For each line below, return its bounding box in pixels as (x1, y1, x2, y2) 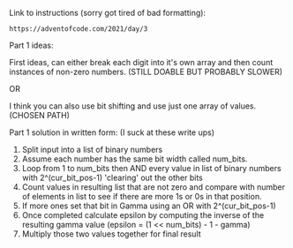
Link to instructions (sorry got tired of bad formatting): (9, 8, 206, 18)
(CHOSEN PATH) (9, 110, 71, 120)
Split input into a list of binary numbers (21, 145, 163, 154)
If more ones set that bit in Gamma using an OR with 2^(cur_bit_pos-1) (21, 200, 276, 211)
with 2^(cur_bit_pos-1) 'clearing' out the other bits (21, 172, 203, 183)
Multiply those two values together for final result (21, 229, 201, 239)
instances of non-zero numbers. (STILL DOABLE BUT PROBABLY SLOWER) (9, 66, 283, 77)
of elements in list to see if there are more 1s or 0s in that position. (21, 192, 262, 201)
